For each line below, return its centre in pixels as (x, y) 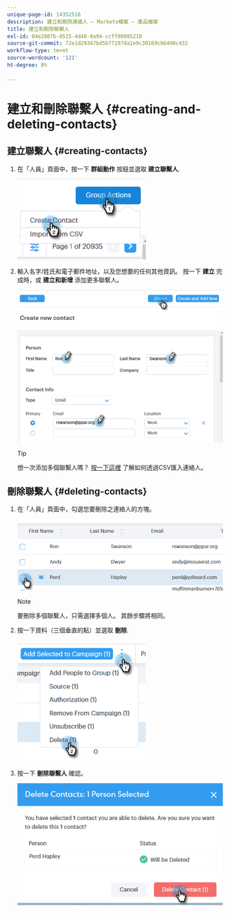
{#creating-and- (153, 109)
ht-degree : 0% (27, 65)
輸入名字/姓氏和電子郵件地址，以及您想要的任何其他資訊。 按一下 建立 (116, 271)
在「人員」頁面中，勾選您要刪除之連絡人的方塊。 (86, 509)
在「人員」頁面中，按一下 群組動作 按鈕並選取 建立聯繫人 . (98, 169)
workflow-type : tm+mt (38, 51)
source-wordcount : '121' (42, 58)
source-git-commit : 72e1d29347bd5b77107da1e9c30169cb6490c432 (98, 44)
